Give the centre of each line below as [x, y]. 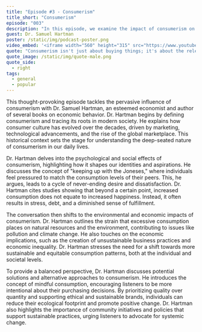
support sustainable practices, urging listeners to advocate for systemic [95, 316]
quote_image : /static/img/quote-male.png [59, 57]
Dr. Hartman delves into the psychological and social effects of [84, 158]
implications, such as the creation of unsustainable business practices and [99, 240]
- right [21, 68]
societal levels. [25, 259]
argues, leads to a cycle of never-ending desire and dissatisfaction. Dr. [94, 184]
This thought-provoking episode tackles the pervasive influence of [89, 102]
